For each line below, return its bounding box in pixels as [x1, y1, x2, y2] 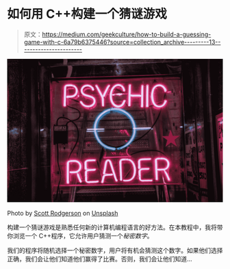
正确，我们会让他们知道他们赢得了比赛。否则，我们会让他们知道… [7, 255, 193, 263]
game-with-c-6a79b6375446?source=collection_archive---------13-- [23, 38, 221, 46]
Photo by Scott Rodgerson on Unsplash [7, 209, 118, 217]
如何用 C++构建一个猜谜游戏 [7, 6, 168, 22]
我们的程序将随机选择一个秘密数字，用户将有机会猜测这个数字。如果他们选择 [7, 246, 223, 254]
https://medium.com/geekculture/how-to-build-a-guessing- [42, 30, 212, 38]
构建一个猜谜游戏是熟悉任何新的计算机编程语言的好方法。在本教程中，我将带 [7, 223, 223, 231]
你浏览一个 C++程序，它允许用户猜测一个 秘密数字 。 [7, 231, 153, 240]
